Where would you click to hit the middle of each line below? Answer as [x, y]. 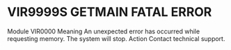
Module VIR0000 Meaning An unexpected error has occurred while [104, 31]
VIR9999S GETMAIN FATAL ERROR [110, 12]
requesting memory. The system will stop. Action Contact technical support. [116, 38]
